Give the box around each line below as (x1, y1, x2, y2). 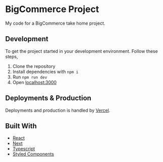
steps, (5, 53, 18, 59)
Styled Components (12, 151, 55, 157)
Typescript (12, 146, 35, 152)
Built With (5, 122, 37, 130)
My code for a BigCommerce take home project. (5, 20, 105, 26)
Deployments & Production (5, 94, 92, 103)
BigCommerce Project (5, 4, 99, 15)
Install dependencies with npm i (12, 68, 79, 74)
